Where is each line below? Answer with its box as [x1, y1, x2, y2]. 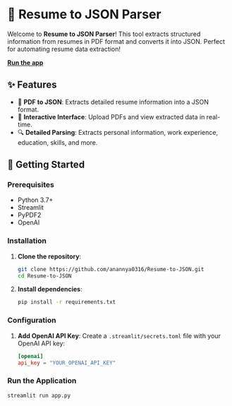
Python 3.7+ [17, 196, 54, 204]
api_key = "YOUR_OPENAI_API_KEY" [17, 359, 116, 366]
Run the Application [7, 376, 77, 386]
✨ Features [7, 79, 57, 91]
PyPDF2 [17, 211, 42, 220]
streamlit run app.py [7, 392, 71, 399]
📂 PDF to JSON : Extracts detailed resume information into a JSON [17, 97, 209, 106]
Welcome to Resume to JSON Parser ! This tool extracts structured [7, 30, 201, 38]
